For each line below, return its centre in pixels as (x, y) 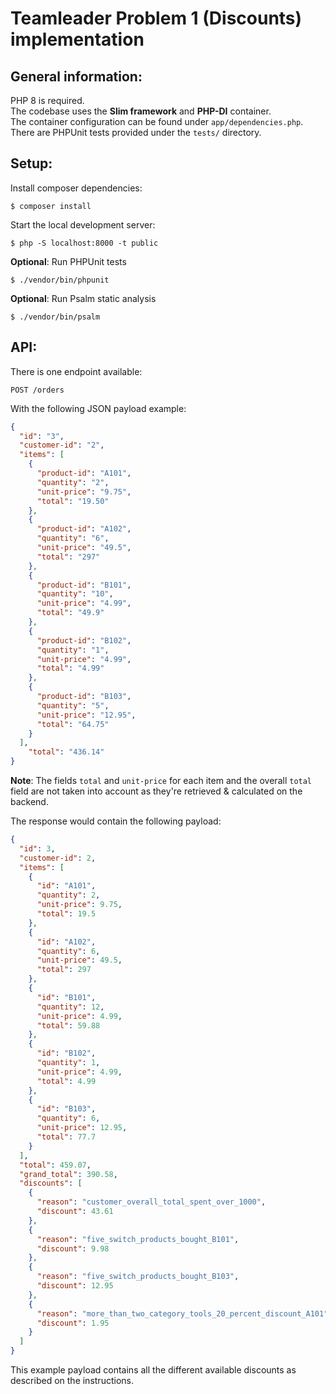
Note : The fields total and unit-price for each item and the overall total (161, 780)
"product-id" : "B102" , (84, 640)
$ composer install (51, 206)
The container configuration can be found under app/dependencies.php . (157, 121)
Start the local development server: (83, 224)
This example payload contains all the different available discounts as (153, 1370)
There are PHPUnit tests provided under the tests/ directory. (136, 132)
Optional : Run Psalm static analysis (83, 298)
